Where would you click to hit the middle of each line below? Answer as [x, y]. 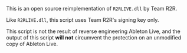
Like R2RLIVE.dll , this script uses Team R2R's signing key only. [83, 20]
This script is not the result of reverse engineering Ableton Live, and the [93, 31]
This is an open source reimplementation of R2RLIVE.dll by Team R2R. [92, 9]
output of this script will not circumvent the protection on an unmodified [94, 37]
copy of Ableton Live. [32, 44]
